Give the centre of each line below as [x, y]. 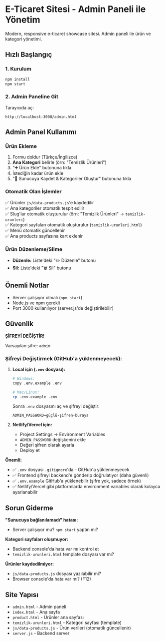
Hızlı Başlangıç [29, 55]
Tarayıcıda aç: [19, 107]
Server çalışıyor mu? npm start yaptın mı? [55, 530]
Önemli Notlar [27, 286]
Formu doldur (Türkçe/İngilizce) [45, 157]
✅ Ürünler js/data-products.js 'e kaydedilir [50, 202]
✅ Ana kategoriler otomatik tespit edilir [45, 208]
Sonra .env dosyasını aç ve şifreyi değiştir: [56, 406]
